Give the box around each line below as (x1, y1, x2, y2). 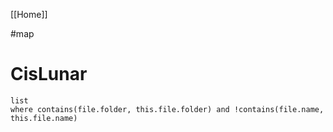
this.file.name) (10, 113, 78, 123)
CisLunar (10, 63, 88, 86)
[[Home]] (10, 9, 48, 20)
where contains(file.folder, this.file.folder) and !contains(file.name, (10, 104, 325, 114)
